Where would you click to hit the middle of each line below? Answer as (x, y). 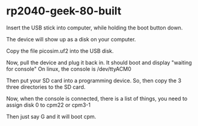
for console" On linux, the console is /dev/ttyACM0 (69, 69)
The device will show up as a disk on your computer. (71, 39)
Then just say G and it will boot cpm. (51, 116)
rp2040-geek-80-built (64, 11)
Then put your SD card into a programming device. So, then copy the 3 (94, 80)
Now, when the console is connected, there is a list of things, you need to (97, 98)
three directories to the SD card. (46, 87)
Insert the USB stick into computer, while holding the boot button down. (94, 28)
